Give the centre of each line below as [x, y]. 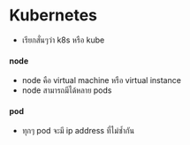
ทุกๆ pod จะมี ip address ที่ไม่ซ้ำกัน [78, 131]
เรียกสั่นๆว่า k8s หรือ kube [63, 40]
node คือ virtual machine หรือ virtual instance [101, 80]
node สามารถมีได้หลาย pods [67, 90]
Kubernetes [53, 15]
